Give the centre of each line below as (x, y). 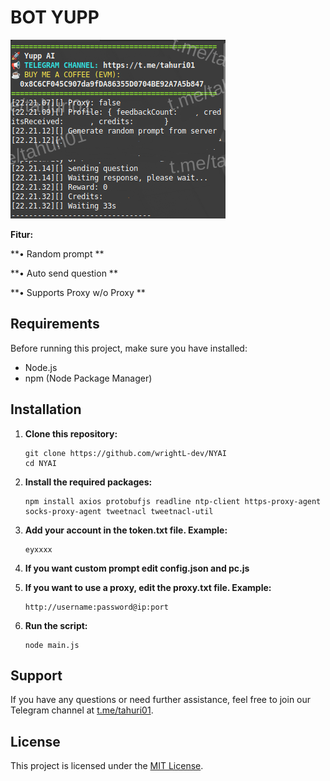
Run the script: (56, 625)
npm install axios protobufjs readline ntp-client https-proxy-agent (173, 501)
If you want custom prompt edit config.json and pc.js (137, 568)
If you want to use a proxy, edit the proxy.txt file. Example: (148, 587)
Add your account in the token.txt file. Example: (126, 530)
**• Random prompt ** (57, 253)
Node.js (41, 367)
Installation (46, 409)
